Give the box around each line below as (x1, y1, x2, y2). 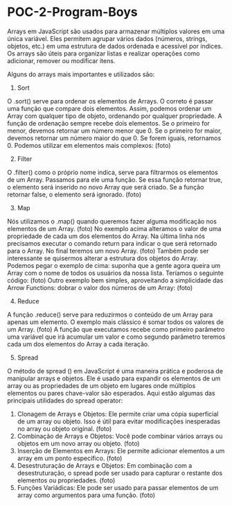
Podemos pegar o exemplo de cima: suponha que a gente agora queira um (7, 261, 220, 269)
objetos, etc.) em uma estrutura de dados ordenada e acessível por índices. (7, 42, 223, 50)
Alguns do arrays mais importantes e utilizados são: (7, 70, 155, 78)
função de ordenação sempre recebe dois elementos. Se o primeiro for (7, 119, 210, 127)
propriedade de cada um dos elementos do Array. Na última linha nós (7, 232, 206, 240)
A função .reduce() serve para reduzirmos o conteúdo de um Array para (7, 310, 213, 319)
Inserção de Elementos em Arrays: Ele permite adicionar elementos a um (17, 446, 225, 455)
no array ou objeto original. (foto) (17, 424, 112, 432)
